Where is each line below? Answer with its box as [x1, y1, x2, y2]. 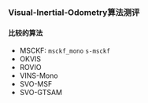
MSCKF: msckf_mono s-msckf [19, 46, 110, 56]
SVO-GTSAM [19, 88, 63, 97]
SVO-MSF [19, 79, 53, 89]
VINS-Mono [19, 71, 58, 80]
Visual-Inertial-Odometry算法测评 [8, 6, 140, 17]
